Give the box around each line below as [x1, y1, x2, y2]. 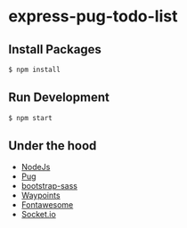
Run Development [8, 90, 110, 105]
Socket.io [20, 209, 57, 220]
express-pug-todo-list [8, 6, 178, 27]
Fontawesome [20, 199, 74, 210]
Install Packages [8, 42, 102, 57]
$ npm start [8, 113, 53, 122]
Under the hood [8, 138, 97, 153]
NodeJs [20, 162, 51, 173]
